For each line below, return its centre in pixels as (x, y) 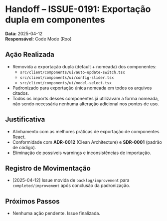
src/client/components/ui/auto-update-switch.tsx (73, 72)
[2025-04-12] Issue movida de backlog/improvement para (71, 180)
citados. (21, 93)
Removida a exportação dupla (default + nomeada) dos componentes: (84, 66)
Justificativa (25, 119)
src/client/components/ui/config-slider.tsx (67, 78)
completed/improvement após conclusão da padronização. (71, 186)
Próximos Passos (32, 201)
